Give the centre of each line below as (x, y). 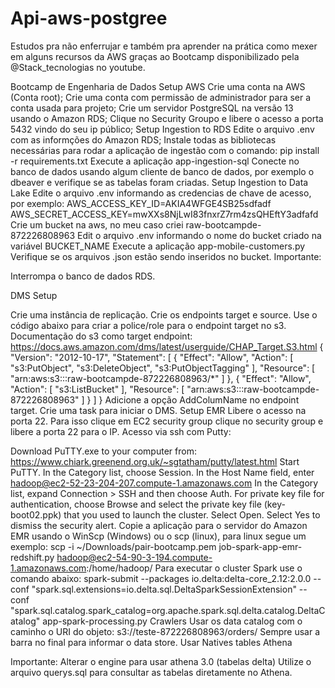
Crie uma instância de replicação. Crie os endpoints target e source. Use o (164, 314)
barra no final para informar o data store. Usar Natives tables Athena (151, 642)
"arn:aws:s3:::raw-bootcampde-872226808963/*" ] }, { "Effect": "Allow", (161, 378)
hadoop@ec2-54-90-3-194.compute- (134, 557)
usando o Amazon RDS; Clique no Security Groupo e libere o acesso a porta (167, 118)
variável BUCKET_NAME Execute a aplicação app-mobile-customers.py (158, 246)
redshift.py (32, 557)
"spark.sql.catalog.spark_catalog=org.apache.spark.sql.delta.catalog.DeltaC (168, 610)
